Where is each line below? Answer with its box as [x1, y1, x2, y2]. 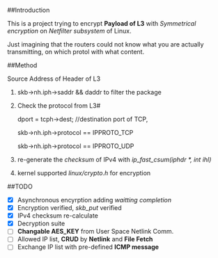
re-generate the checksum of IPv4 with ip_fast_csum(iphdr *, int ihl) [17, 156, 212, 163]
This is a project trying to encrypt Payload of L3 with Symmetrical [7, 19, 196, 27]
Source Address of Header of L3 [7, 74, 101, 83]
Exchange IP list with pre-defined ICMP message [17, 243, 159, 251]
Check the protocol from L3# [17, 102, 101, 110]
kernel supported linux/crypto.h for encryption [17, 169, 151, 177]
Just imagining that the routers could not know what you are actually [7, 40, 204, 48]
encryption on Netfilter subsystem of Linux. [7, 27, 132, 35]
